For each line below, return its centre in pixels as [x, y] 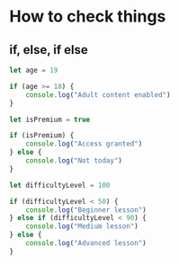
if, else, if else [49, 50]
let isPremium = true [50, 119]
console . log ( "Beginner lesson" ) [86, 210]
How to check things [88, 17]
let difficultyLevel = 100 [60, 185]
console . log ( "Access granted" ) [84, 144]
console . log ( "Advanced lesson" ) [86, 243]
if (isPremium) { [42, 136]
